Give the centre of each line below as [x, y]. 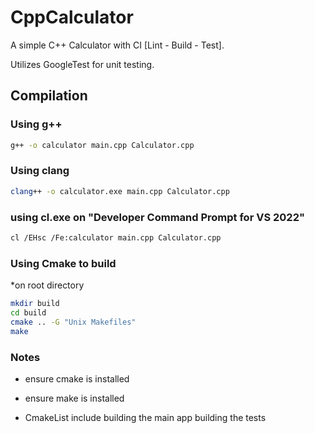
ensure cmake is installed [77, 378]
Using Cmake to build [63, 263]
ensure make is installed [74, 398]
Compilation [49, 96]
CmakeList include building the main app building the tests [145, 417]
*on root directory [47, 285]
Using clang [40, 171]
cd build [28, 313]
